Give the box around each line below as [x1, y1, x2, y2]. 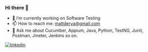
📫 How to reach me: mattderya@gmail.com [12, 21, 101, 26]
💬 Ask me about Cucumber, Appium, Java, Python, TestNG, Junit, [12, 27, 144, 33]
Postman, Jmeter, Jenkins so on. [12, 33, 78, 39]
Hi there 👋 [5, 4, 29, 11]
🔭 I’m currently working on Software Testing [12, 15, 101, 21]
